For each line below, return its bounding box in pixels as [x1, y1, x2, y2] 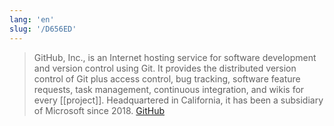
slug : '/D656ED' [9, 24, 77, 34]
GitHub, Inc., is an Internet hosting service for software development [33, 51, 317, 63]
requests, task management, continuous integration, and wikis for [33, 83, 305, 95]
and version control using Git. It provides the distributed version [33, 62, 297, 74]
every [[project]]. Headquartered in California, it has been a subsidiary [33, 94, 324, 106]
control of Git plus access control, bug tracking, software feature [33, 72, 301, 85]
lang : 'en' [9, 14, 55, 25]
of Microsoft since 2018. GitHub [33, 104, 165, 116]
